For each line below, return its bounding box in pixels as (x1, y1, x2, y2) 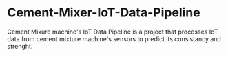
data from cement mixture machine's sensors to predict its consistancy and (7, 34, 222, 43)
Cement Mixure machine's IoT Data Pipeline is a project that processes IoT (7, 27, 218, 36)
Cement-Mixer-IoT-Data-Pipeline (7, 5, 201, 21)
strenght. (7, 42, 33, 50)
